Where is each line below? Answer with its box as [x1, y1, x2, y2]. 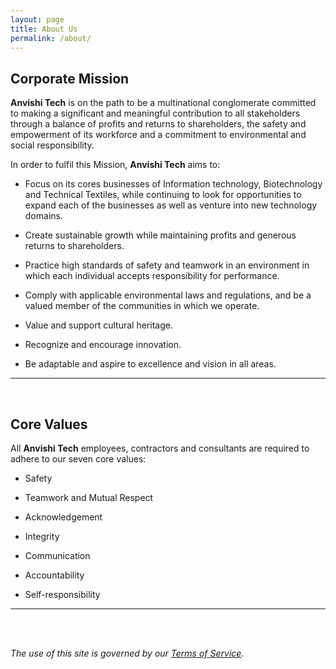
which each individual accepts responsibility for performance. [24, 270, 280, 282]
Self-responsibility [24, 589, 101, 600]
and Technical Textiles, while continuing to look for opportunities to [24, 189, 302, 201]
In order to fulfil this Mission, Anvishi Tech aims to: [10, 159, 221, 171]
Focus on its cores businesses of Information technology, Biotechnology [24, 178, 323, 190]
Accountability [24, 569, 85, 581]
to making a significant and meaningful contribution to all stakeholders [10, 107, 301, 120]
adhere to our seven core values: [10, 453, 147, 465]
